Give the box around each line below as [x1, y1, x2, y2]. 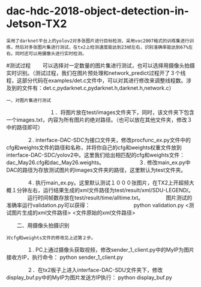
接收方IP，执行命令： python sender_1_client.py [6, 253, 124, 261]
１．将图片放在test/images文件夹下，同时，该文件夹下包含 [49, 108, 195, 116]
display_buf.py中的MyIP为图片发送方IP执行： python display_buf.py [6, 274, 172, 281]
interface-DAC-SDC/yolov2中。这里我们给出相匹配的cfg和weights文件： [6, 151, 185, 158]
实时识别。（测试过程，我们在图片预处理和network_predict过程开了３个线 [6, 69, 186, 76]
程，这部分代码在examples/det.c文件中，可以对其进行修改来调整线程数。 [6, 77, 187, 84]
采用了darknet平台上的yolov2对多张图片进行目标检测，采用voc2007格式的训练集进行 [6, 38, 190, 44]
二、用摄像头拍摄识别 [16, 222, 70, 229]
